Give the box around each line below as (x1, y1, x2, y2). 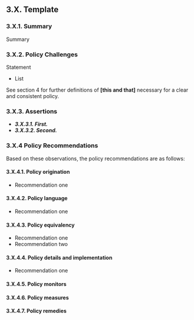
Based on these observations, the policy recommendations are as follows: (6, 155, 185, 162)
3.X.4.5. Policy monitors (6, 280, 66, 287)
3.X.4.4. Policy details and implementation (6, 254, 113, 261)
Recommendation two (14, 241, 68, 248)
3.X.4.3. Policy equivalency (6, 221, 75, 228)
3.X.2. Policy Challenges (6, 50, 78, 58)
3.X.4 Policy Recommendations (6, 142, 98, 150)
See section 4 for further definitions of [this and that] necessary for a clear (6, 86, 189, 93)
